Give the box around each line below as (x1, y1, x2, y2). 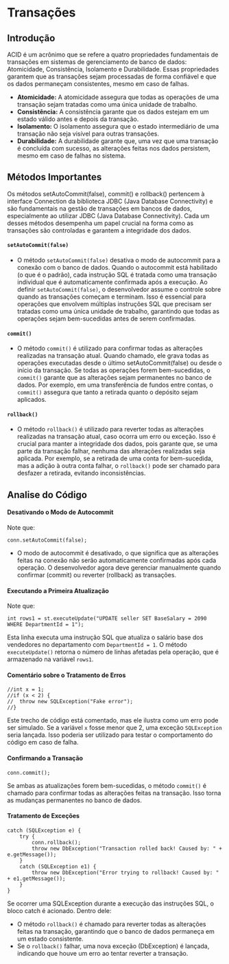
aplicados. (16, 396, 47, 404)
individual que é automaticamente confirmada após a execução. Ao (16, 278, 208, 286)
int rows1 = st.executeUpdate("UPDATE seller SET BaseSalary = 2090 (7, 615, 207, 622)
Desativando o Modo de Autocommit (7, 508, 114, 517)
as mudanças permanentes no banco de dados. (7, 796, 143, 804)
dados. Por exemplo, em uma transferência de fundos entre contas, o (16, 381, 214, 389)
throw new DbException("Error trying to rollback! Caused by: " (32, 869, 219, 876)
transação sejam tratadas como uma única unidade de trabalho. (16, 100, 197, 108)
